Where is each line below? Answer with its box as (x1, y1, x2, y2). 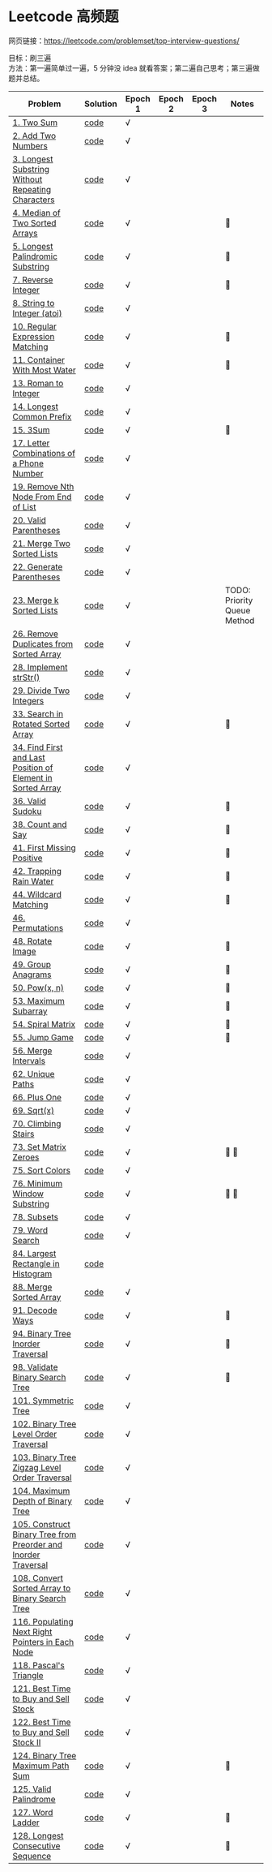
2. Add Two (12, 130, 57, 141)
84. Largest (12, 1247, 57, 1259)
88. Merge (12, 1281, 53, 1293)
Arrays (12, 227, 38, 239)
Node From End (12, 491, 72, 502)
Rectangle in (12, 1258, 60, 1269)
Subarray (12, 1005, 48, 1017)
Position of (12, 762, 54, 773)
